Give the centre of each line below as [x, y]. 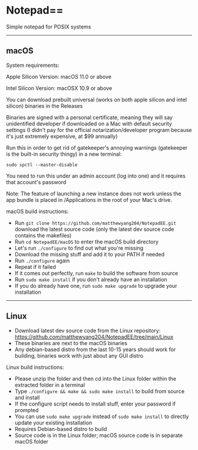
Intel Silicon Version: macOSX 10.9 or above [59, 88]
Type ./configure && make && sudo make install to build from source [99, 391]
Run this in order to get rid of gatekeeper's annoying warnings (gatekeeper [97, 147]
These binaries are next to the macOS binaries [71, 343]
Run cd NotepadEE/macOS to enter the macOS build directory [87, 242]
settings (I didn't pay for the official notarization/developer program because [99, 130]
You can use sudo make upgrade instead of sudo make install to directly [102, 416]
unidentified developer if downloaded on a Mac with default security [89, 123]
